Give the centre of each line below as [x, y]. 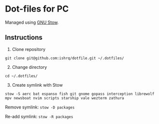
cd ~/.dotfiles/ [21, 76]
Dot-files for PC [37, 9]
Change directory [29, 67]
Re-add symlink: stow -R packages [39, 116]
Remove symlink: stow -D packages [40, 107]
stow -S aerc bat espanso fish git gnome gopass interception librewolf [80, 94]
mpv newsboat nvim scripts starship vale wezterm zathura [65, 98]
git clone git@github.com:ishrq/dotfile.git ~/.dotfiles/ [65, 58]
